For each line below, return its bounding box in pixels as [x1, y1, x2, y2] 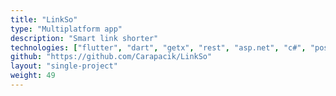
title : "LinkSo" [10, 14, 78, 25]
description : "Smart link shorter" [10, 33, 159, 43]
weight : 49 [10, 71, 56, 81]
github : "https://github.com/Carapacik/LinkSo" [10, 52, 213, 62]
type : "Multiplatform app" [10, 24, 123, 34]
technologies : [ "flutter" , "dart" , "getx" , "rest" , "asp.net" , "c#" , [10, 42, 307, 53]
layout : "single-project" [10, 61, 118, 71]
